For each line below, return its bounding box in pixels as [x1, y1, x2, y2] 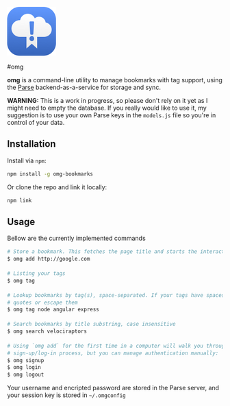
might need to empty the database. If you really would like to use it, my [7, 104, 207, 112]
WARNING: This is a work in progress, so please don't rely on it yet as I [7, 97, 208, 104]
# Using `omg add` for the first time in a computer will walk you [7, 342, 204, 349]
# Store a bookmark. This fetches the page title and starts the [7, 248, 197, 255]
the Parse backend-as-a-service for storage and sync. [7, 83, 161, 91]
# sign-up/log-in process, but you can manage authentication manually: [7, 350, 219, 357]
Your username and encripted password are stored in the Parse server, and [7, 384, 220, 392]
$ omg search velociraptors [7, 328, 88, 335]
